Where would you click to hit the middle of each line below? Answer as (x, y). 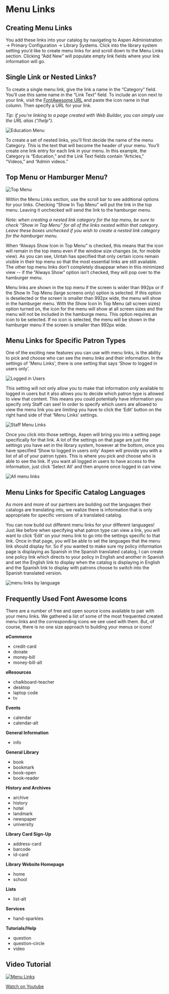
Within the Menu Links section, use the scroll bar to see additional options (82, 199)
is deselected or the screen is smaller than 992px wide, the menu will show (83, 298)
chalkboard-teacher (34, 682)
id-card (21, 854)
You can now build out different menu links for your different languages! (80, 525)
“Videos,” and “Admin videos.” (37, 161)
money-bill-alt (27, 662)
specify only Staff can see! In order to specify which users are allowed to (81, 405)
